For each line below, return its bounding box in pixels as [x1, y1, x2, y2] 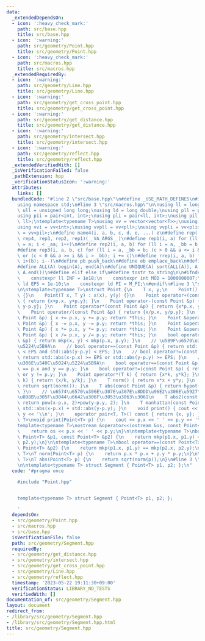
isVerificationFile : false [12, 534, 81, 540]
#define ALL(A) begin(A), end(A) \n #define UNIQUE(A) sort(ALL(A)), [17, 264, 192, 270]
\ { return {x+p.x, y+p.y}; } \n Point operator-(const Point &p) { [17, 298, 201, 304]
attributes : [12, 185, 43, 191]
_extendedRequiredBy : [12, 71, 67, 77]
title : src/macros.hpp [17, 65, 75, 72]
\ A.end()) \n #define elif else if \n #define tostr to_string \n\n [17, 269, 184, 276]
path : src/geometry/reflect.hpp [17, 151, 99, 157]
